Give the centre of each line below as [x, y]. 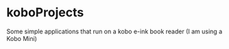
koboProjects [45, 13]
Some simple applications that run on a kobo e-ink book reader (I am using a [114, 31]
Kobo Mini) [22, 38]
